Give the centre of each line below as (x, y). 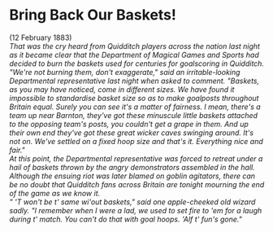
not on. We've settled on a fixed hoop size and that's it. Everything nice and (136, 141)
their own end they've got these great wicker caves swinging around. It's (132, 133)
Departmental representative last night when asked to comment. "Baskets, (134, 81)
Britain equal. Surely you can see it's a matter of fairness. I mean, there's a (135, 107)
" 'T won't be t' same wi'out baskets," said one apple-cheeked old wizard (132, 202)
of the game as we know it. (55, 193)
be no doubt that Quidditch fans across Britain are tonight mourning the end (137, 184)
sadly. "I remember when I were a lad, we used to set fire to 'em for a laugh (136, 210)
